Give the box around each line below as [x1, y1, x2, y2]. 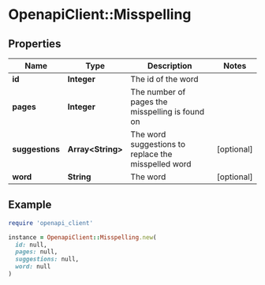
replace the [130, 148, 173, 159]
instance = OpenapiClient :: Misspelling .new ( [8, 233, 157, 242]
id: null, [15, 241, 47, 249]
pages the [130, 96, 168, 107]
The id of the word [130, 73, 199, 84]
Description [147, 61, 192, 71]
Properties [8, 37, 62, 51]
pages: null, [15, 248, 58, 256]
